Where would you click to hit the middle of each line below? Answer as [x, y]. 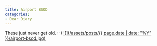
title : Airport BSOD [27, 10]
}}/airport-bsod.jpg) [25, 38]
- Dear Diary [19, 19]
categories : [17, 14]
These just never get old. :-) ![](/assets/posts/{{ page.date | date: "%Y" [78, 33]
